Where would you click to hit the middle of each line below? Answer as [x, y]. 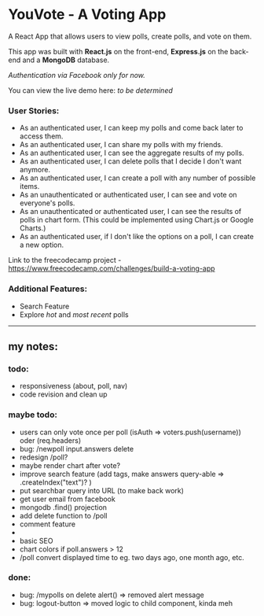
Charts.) [33, 228]
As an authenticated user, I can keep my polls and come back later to [131, 128]
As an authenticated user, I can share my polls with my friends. [121, 145]
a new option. [42, 245]
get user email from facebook [67, 499]
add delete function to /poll [63, 515]
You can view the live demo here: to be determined [90, 90]
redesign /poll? [44, 457]
